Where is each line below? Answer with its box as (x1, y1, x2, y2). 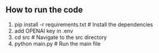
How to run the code (5, 5, 83, 15)
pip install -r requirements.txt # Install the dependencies (14, 20, 154, 28)
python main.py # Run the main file (14, 40, 101, 47)
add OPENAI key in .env (14, 27, 73, 34)
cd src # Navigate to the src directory (14, 33, 107, 41)
